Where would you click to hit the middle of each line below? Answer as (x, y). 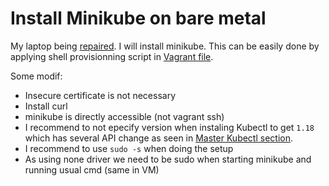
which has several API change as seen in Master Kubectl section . (159, 138)
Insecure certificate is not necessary (100, 95)
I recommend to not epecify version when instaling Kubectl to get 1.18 (169, 127)
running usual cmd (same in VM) (92, 169)
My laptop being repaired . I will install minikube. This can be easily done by (165, 46)
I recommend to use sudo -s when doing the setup (129, 148)
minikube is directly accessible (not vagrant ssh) (124, 116)
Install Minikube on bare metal (138, 18)
